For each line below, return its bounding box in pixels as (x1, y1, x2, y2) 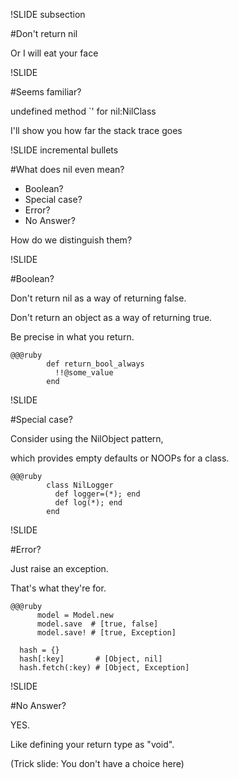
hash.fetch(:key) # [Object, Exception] (19, 663, 190, 673)
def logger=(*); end (54, 489, 141, 499)
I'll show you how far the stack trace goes (10, 125, 183, 136)
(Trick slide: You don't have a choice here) (10, 758, 185, 769)
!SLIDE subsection (10, 9, 86, 20)
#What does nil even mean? (10, 164, 125, 175)
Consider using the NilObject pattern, (10, 433, 164, 444)
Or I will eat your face (10, 47, 99, 59)
